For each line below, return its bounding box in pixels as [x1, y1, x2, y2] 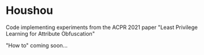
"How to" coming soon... [6, 42, 68, 49]
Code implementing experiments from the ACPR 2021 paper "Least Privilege [6, 24, 198, 31]
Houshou [6, 4, 53, 18]
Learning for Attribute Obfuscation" [6, 30, 96, 37]
